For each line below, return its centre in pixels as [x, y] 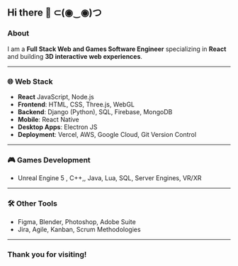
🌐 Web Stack [30, 82]
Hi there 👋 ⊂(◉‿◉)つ [55, 13]
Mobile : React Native [48, 119]
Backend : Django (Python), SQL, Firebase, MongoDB [95, 111]
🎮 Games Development [49, 160]
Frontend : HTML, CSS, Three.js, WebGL [76, 104]
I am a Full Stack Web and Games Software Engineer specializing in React [117, 49]
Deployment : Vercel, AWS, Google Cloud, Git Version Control [107, 134]
